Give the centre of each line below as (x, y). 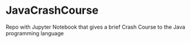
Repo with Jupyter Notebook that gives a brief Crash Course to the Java (95, 27)
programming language (35, 33)
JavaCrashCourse (52, 10)
